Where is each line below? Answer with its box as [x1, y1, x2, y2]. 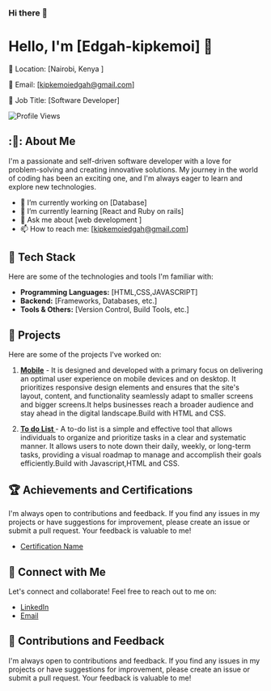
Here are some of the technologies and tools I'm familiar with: [8, 271, 214, 282]
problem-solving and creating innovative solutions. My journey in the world [8, 164, 259, 174]
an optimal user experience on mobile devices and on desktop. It [19, 374, 236, 384]
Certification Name [19, 542, 83, 552]
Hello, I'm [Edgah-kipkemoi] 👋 [8, 37, 213, 56]
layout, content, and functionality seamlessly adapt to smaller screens [19, 391, 253, 401]
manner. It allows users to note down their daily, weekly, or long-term [19, 441, 251, 451]
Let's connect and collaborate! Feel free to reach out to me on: [8, 586, 217, 596]
